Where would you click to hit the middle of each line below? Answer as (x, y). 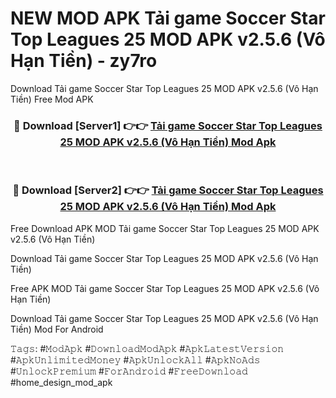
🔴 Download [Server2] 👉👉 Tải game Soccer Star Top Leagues (168, 190)
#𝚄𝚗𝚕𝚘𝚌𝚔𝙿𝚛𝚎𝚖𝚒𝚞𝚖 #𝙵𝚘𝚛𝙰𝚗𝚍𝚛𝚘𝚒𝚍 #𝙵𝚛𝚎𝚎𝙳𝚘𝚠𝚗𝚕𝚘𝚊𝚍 (129, 371)
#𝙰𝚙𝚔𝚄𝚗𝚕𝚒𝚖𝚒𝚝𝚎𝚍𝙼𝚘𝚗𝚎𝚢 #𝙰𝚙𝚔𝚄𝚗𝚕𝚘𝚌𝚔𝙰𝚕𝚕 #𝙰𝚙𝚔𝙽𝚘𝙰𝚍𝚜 (135, 359)
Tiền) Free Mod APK (52, 99)
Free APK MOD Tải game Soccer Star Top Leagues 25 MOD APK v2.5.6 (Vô (165, 288)
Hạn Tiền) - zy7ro (84, 61)
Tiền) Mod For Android (57, 329)
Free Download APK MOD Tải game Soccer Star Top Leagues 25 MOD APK (165, 228)
